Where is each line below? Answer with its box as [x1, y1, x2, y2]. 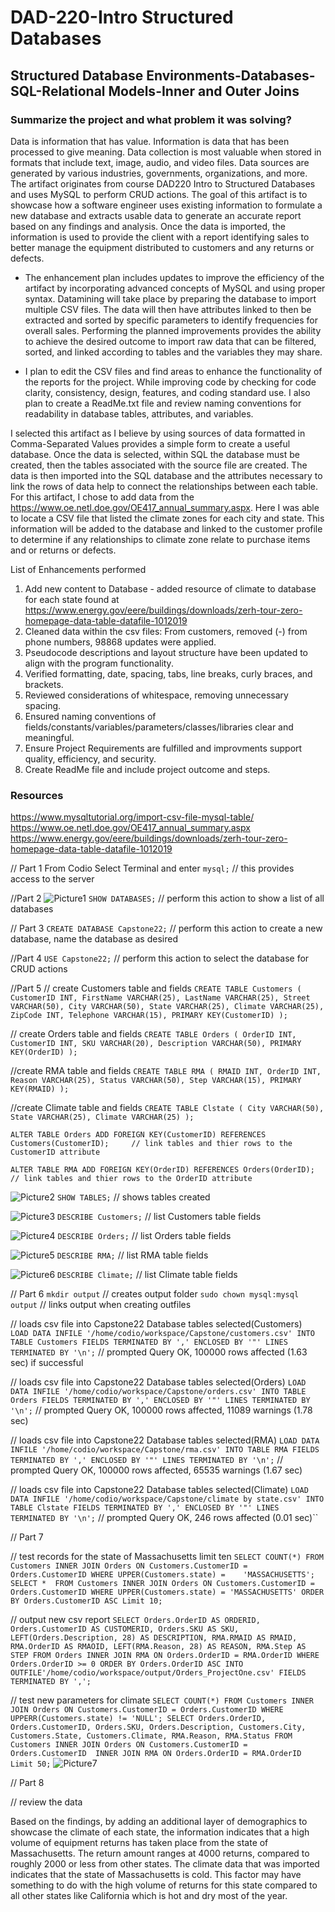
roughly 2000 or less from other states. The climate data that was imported [10, 1858, 320, 1870]
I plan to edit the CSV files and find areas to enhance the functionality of [24, 365, 323, 377]
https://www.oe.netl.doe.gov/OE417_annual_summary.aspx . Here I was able [10, 501, 320, 513]
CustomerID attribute [10, 1147, 101, 1158]
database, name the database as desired [10, 933, 178, 945]
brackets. [24, 678, 64, 690]
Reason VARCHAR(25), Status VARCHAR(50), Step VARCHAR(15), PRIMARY [10, 1076, 302, 1086]
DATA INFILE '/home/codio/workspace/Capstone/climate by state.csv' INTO [10, 1494, 325, 1505]
